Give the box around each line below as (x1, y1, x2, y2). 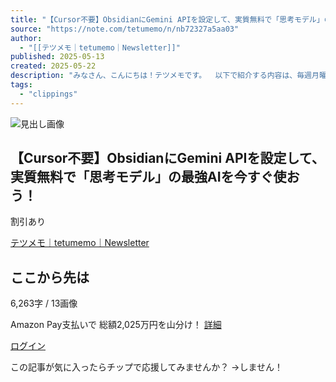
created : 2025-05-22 (10, 61, 97, 71)
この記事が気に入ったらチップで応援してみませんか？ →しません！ (10, 361, 284, 373)
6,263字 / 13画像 (10, 297, 78, 310)
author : (10, 33, 43, 43)
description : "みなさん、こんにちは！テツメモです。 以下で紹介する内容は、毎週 (10, 71, 312, 81)
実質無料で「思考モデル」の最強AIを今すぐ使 (10, 169, 287, 186)
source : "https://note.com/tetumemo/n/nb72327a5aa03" (10, 24, 240, 34)
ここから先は (10, 269, 90, 286)
